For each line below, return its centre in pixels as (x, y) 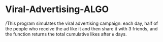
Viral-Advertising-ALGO (57, 9)
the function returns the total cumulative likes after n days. (66, 34)
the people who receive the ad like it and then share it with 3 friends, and (81, 28)
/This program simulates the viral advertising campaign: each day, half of (82, 23)
